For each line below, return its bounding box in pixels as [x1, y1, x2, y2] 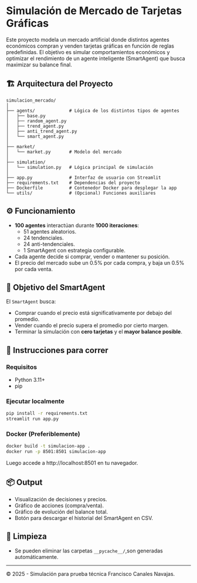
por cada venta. [14, 265, 53, 272]
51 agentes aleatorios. [23, 228, 77, 235]
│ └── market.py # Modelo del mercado [6, 149, 122, 155]
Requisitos [6, 363, 37, 371]
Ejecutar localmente [6, 397, 64, 405]
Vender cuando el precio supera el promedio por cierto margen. [14, 322, 169, 329]
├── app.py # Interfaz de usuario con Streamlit [6, 175, 161, 181]
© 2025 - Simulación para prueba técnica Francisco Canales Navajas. [6, 570, 175, 577]
